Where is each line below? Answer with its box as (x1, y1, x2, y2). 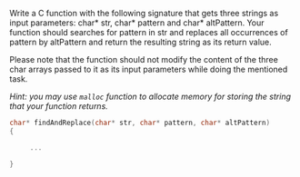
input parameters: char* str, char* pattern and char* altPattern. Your (9, 17, 265, 28)
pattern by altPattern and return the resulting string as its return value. (9, 36, 273, 47)
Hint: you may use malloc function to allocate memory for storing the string (9, 91, 292, 102)
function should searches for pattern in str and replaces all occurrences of (9, 27, 288, 37)
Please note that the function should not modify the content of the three (9, 54, 279, 64)
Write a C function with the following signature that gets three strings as (9, 8, 279, 18)
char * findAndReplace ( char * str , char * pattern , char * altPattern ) (9, 118, 271, 127)
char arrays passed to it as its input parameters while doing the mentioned (9, 64, 288, 74)
